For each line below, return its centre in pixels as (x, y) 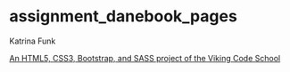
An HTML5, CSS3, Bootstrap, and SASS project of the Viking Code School (145, 58)
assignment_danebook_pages (124, 16)
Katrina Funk (33, 41)
